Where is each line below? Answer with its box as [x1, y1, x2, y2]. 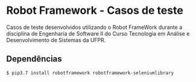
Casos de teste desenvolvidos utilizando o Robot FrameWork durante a [6, 24, 183, 31]
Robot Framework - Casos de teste [6, 4, 184, 17]
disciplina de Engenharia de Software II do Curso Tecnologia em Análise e [6, 30, 190, 37]
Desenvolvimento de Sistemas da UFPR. [6, 36, 106, 43]
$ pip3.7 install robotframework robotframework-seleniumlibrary [6, 70, 174, 76]
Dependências [6, 54, 62, 64]
